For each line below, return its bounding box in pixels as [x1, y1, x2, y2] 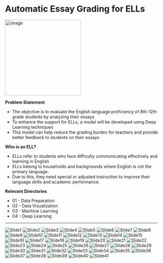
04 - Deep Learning [12, 213, 52, 219]
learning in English [12, 158, 49, 164]
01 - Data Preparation [12, 198, 55, 203]
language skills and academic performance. [12, 179, 100, 185]
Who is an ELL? [5, 144, 36, 150]
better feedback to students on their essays [12, 134, 99, 140]
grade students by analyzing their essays [12, 114, 95, 120]
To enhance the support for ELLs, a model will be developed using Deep [12, 119, 157, 124]
